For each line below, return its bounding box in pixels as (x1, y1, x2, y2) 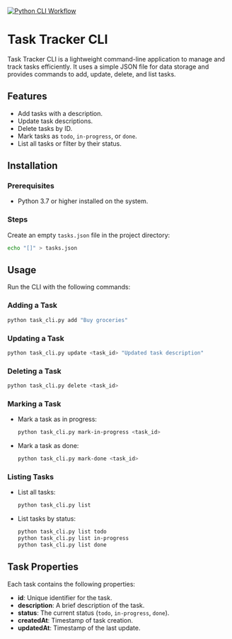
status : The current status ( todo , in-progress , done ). (17, 609, 170, 617)
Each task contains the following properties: (7, 580, 136, 588)
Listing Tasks (7, 471, 54, 481)
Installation (7, 160, 58, 172)
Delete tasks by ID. (17, 124, 73, 132)
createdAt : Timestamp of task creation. (17, 616, 133, 624)
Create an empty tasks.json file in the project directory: (7, 231, 170, 239)
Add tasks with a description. (17, 109, 103, 117)
